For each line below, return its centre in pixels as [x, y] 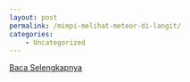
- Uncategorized [56, 42]
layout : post [33, 17]
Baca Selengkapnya [46, 68]
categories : [31, 34]
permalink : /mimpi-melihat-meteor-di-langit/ [95, 26]
